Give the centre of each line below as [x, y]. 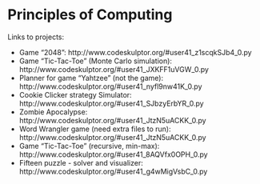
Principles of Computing [90, 15]
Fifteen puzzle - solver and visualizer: [81, 162]
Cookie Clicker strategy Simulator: [76, 94]
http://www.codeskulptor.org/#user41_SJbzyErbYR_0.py [112, 103]
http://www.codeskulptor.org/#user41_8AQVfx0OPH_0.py [114, 154]
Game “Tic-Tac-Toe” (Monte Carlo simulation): [96, 61]
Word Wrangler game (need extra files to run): [95, 129]
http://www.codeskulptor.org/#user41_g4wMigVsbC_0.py [113, 171]
